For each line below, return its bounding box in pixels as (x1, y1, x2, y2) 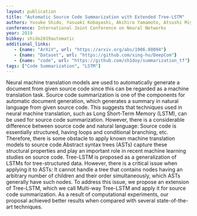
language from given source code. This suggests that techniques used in (6, 104, 183, 111)
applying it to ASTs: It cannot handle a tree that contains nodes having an (6, 166, 183, 173)
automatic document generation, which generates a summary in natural (6, 98, 179, 105)
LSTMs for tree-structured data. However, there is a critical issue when (6, 160, 178, 167)
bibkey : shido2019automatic (6, 36, 75, 42)
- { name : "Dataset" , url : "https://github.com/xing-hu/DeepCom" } (13, 52, 177, 58)
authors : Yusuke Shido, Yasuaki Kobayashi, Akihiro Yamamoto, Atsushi (6, 19, 182, 25)
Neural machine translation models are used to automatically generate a (6, 79, 180, 86)
